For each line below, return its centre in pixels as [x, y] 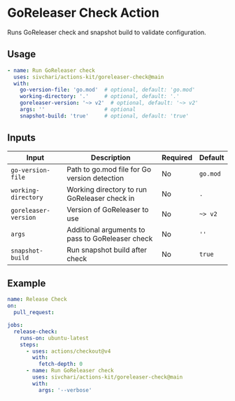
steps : [29, 344]
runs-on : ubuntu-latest [55, 338]
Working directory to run [107, 189]
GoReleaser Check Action [83, 13]
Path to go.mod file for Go [109, 169]
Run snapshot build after [107, 250]
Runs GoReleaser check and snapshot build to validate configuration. [107, 32]
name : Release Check [37, 300]
